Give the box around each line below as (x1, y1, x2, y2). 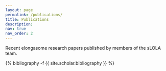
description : (5, 21, 33, 27)
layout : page (5, 7, 33, 13)
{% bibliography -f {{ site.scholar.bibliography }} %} (5, 60, 115, 66)
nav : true (5, 26, 27, 31)
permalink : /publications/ (5, 12, 63, 17)
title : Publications (5, 17, 50, 22)
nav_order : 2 (5, 31, 33, 36)
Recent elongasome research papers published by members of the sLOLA (5, 45, 161, 51)
